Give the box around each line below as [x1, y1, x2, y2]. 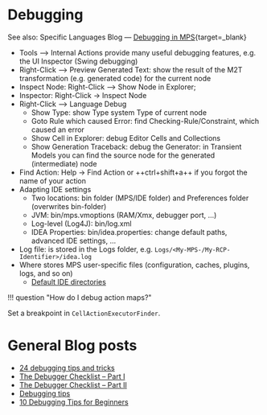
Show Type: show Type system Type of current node [31, 107, 207, 117]
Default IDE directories [31, 277, 106, 286]
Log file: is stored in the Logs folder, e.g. [18, 244, 154, 254]
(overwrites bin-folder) [31, 201, 107, 211]
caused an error [31, 125, 85, 134]
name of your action [18, 175, 86, 186]
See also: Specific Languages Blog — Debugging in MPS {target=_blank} [7, 32, 247, 42]
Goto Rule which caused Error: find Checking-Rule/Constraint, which [31, 116, 260, 125]
